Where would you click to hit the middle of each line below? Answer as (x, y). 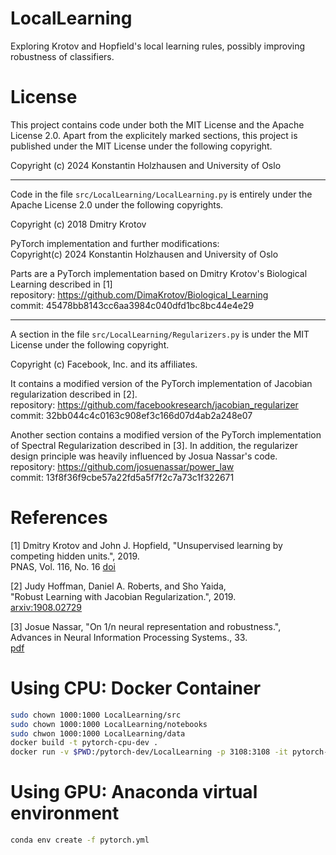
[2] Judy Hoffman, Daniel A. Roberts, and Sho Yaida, (118, 586)
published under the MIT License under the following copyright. (141, 146)
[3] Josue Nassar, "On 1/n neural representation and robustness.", (146, 626)
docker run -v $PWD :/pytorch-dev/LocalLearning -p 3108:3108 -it (149, 752)
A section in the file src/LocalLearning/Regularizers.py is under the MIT (160, 334)
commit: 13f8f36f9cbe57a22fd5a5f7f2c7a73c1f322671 (122, 477)
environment (65, 813)
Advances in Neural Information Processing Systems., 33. (129, 637)
